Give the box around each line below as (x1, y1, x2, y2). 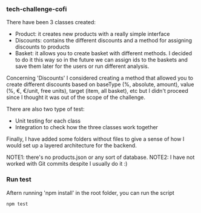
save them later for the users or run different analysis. (15, 63, 150, 70)
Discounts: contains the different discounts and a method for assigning (15, 37, 193, 44)
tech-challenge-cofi (6, 5, 67, 13)
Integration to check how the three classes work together (15, 124, 159, 131)
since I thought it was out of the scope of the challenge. (6, 93, 146, 101)
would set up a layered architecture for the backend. (6, 142, 137, 149)
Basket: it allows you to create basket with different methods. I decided (15, 50, 193, 57)
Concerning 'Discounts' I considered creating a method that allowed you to (6, 75, 194, 82)
